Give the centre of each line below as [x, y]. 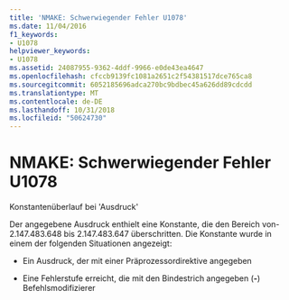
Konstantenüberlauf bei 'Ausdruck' [74, 207]
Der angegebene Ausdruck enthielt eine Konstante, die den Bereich [135, 224]
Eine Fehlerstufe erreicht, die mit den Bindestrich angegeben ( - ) [141, 278]
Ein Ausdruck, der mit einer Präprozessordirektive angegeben [137, 261]
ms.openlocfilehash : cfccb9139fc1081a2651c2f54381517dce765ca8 [131, 77]
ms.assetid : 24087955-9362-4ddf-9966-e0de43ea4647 [107, 68]
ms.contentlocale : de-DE [56, 101]
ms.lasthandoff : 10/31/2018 [62, 110]
